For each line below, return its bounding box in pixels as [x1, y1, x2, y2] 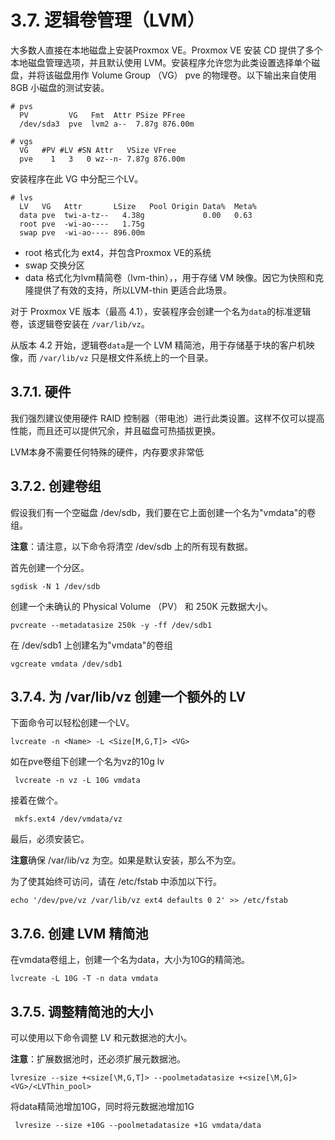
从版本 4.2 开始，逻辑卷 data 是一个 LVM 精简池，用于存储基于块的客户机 [10, 339, 307, 351]
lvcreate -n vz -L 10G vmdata [14, 776, 141, 786]
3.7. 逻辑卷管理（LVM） [10, 9, 205, 32]
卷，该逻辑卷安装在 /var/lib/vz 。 [10, 317, 150, 330]
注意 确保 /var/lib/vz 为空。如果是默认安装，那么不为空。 [10, 854, 242, 866]
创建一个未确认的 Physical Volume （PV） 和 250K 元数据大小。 [10, 600, 273, 612]
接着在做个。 [10, 794, 63, 806]
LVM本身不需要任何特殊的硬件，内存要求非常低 [10, 446, 205, 458]
